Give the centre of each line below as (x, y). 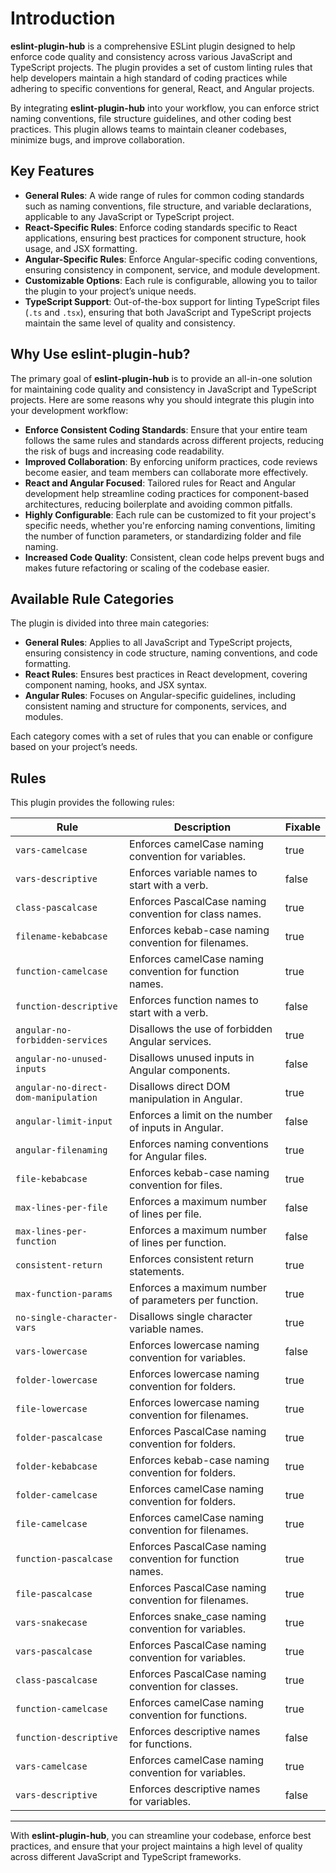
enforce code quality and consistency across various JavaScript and (151, 56)
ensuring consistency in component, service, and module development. (172, 269)
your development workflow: (69, 410)
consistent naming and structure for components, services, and (155, 706)
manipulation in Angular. (186, 1099)
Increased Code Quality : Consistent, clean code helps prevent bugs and (174, 557)
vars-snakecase (51, 1623)
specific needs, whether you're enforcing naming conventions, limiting (170, 525)
